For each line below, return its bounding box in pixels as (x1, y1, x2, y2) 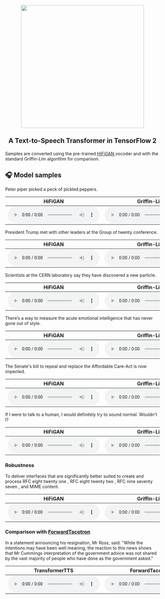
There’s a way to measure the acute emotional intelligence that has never (5, 315, 153, 321)
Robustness (5, 462, 34, 469)
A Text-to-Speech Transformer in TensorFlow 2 (8, 136, 157, 145)
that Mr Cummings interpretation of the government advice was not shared (5, 550, 157, 556)
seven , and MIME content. (5, 484, 59, 490)
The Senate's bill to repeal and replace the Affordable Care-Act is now (5, 363, 147, 369)
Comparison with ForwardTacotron (5, 528, 91, 535)
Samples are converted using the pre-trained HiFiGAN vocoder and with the (5, 151, 159, 157)
